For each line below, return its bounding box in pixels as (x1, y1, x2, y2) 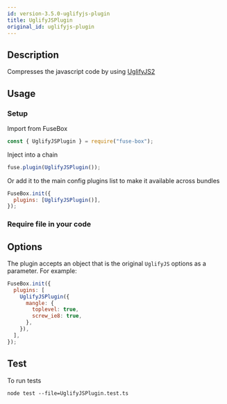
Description (7, 49, 59, 61)
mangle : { (25, 300, 54, 306)
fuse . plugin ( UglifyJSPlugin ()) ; (7, 164, 101, 171)
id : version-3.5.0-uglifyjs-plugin (7, 10, 110, 17)
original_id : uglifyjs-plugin (7, 23, 95, 30)
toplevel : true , (32, 306, 79, 313)
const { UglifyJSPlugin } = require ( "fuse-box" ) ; (7, 137, 154, 145)
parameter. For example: (7, 266, 78, 275)
